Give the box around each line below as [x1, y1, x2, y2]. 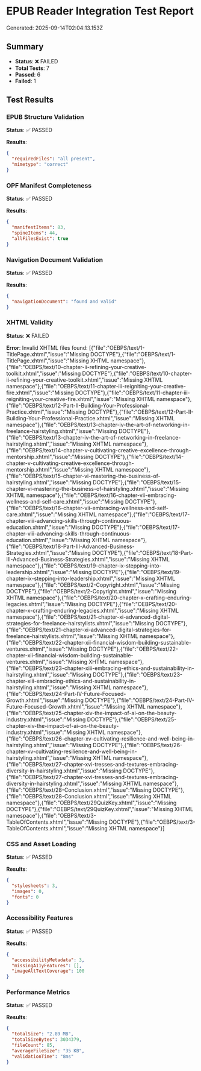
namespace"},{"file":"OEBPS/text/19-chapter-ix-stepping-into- [6, 562, 162, 569]
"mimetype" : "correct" [11, 162, 69, 168]
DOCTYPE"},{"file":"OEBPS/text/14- [94, 453, 184, 460]
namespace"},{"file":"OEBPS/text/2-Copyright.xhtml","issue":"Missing [6, 581, 181, 589]
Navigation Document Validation [6, 255, 104, 264]
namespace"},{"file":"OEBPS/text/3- [6, 812, 96, 819]
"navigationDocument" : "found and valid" [11, 299, 117, 305]
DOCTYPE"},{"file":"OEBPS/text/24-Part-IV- [85, 697, 194, 704]
